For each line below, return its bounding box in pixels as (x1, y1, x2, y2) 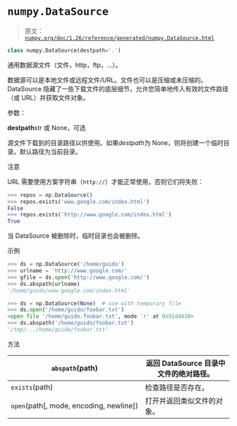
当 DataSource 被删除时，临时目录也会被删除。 (7, 231, 145, 240)
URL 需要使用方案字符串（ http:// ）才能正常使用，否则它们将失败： (7, 177, 205, 185)
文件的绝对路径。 (157, 369, 214, 379)
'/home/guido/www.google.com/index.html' (7, 287, 131, 294)
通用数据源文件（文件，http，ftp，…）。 (7, 60, 122, 69)
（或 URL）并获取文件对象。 (7, 93, 90, 102)
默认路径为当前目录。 (19, 147, 82, 156)
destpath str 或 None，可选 (7, 123, 86, 132)
